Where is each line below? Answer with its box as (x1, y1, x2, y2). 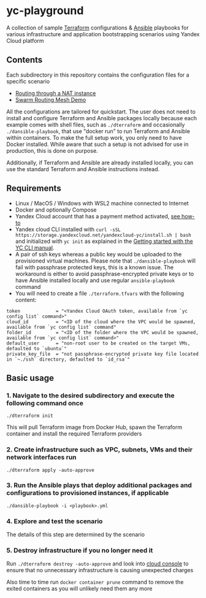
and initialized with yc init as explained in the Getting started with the (15, 237, 193, 245)
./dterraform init (6, 413, 53, 419)
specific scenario (6, 77, 50, 85)
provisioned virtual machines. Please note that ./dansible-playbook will (15, 257, 196, 264)
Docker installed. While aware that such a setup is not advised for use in (6, 140, 189, 148)
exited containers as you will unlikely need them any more (6, 585, 153, 592)
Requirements (6, 183, 61, 194)
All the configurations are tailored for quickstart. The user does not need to (6, 108, 196, 115)
